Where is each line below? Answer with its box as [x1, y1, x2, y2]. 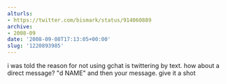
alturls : [7, 10, 33, 17]
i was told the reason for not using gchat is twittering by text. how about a [7, 62, 220, 69]
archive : [7, 23, 33, 30]
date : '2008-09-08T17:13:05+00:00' [7, 36, 111, 43]
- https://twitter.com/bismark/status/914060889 [7, 17, 152, 24]
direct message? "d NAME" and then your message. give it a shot [7, 69, 196, 77]
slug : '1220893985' [7, 42, 64, 49]
